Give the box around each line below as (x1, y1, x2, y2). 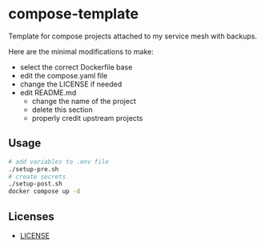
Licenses (8, 210, 54, 223)
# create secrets (8, 173, 66, 181)
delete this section (31, 105, 94, 114)
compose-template (8, 5, 139, 23)
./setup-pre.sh (8, 165, 59, 173)
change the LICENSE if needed (19, 79, 122, 89)
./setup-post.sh (8, 180, 62, 188)
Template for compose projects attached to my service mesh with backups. (8, 31, 258, 41)
